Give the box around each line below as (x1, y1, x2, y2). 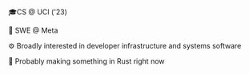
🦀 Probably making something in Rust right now (8, 56, 165, 66)
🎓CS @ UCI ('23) (8, 7, 68, 17)
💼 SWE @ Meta (8, 25, 58, 35)
